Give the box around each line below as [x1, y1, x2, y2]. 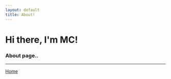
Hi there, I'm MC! [5, 34, 78, 46]
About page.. [5, 52, 39, 59]
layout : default [5, 7, 40, 13]
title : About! [5, 12, 36, 17]
